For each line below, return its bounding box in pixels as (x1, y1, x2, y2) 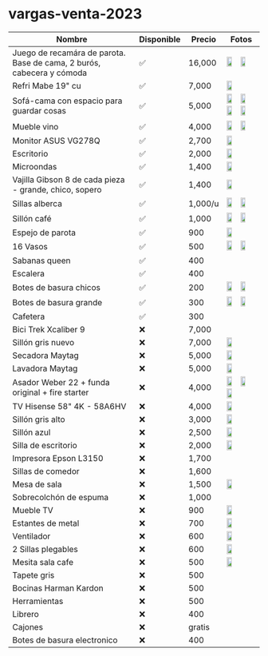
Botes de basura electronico (12, 634, 118, 646)
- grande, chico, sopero (12, 184, 102, 195)
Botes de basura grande (12, 296, 103, 308)
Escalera (12, 268, 45, 279)
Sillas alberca (12, 197, 62, 209)
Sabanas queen (12, 255, 71, 266)
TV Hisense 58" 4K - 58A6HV (12, 400, 127, 411)
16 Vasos (12, 241, 48, 252)
